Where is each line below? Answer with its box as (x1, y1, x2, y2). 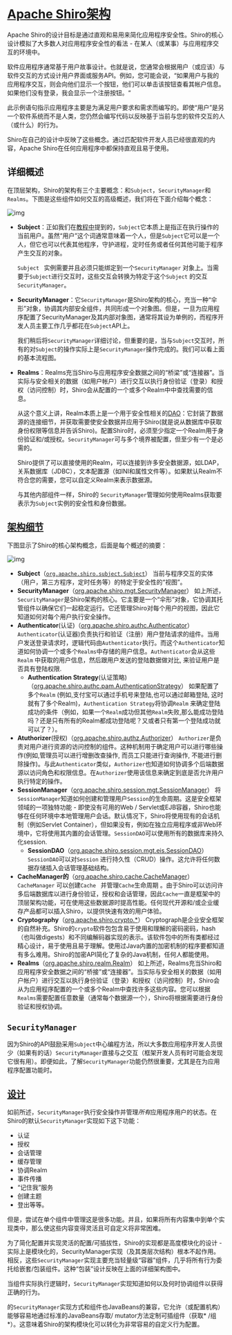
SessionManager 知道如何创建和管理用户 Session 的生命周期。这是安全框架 (17, 794, 222, 802)
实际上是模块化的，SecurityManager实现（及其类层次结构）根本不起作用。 (7, 1248, 220, 1256)
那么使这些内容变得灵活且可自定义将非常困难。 (30, 1224, 164, 1232)
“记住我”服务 (17, 1183, 54, 1192)
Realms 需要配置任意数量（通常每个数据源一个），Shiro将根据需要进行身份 (17, 993, 223, 1002)
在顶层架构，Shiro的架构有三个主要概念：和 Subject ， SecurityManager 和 (7, 186, 211, 194)
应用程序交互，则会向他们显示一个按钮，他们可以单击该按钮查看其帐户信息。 (7, 80, 225, 88)
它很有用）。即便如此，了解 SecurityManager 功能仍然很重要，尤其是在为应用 (7, 1057, 220, 1066)
